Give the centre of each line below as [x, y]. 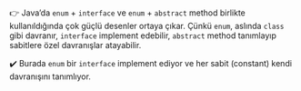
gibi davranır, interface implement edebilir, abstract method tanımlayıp [143, 35]
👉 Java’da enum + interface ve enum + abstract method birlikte [127, 13]
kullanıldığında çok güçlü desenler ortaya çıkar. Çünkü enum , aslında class [147, 26]
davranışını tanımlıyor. [50, 76]
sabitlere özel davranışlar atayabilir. [75, 45]
